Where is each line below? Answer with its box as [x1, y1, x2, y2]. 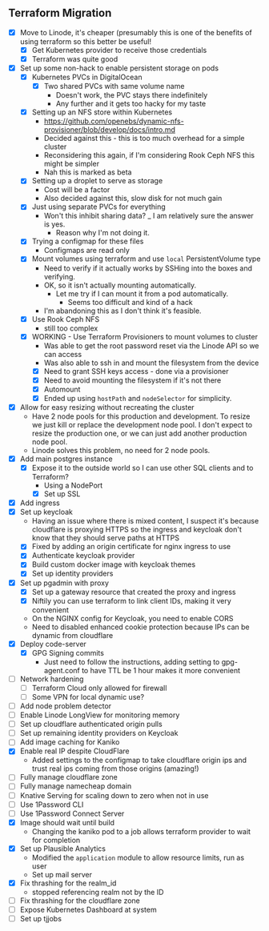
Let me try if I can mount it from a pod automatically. [55, 288, 229, 299]
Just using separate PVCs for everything [31, 202, 166, 211]
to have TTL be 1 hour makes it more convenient [81, 665, 241, 675]
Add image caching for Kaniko [19, 737, 120, 747]
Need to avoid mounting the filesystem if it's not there [43, 375, 222, 385]
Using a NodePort [43, 480, 103, 491]
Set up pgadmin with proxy [19, 578, 110, 588]
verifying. [43, 271, 76, 281]
